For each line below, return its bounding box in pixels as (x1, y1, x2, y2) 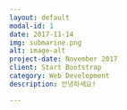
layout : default (9, 13, 70, 22)
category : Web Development (9, 72, 110, 80)
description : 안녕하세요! (9, 80, 97, 89)
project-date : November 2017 (9, 55, 118, 63)
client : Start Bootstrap (9, 63, 102, 72)
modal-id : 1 (9, 21, 54, 30)
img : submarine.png (9, 38, 82, 47)
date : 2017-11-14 (9, 30, 74, 38)
